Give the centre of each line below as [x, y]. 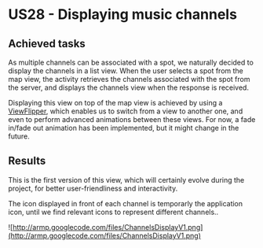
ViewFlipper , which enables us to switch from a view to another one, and [126, 111]
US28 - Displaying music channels [123, 15]
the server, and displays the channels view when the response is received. [129, 87]
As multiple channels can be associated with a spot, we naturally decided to [131, 62]
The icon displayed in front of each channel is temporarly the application [126, 203]
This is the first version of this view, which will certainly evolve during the [126, 180]
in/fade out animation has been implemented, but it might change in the [124, 128]
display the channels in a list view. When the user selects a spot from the [126, 71]
